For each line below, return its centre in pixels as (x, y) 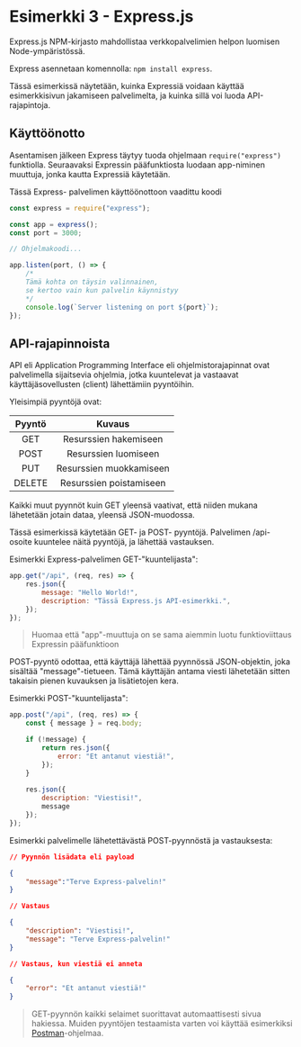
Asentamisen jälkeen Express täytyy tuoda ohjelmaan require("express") (145, 155)
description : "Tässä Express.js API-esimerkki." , (136, 600)
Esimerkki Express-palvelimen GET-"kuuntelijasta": (104, 559)
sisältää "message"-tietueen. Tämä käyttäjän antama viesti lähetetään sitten (150, 672)
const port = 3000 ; (46, 233)
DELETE (31, 483)
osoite (21, 542)
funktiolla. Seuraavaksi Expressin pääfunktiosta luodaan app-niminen (137, 165)
